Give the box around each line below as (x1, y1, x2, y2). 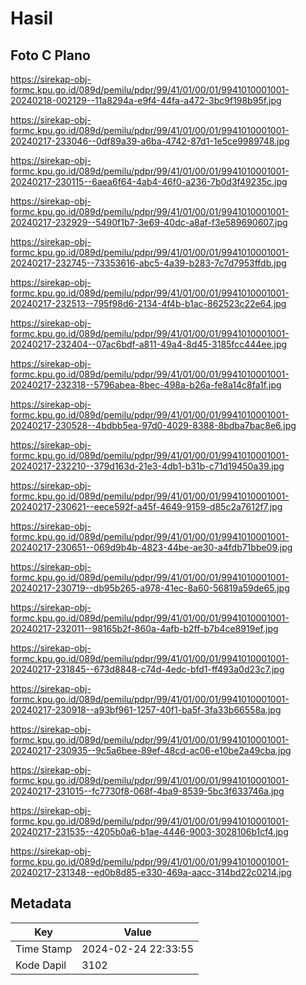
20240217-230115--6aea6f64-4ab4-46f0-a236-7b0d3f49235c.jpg (10, 176, 288, 187)
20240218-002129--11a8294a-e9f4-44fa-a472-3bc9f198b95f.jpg (10, 95, 282, 106)
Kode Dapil (15, 958, 67, 972)
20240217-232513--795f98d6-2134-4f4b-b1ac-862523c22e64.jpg (10, 298, 287, 309)
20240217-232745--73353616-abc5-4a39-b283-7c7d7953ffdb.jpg (10, 257, 287, 269)
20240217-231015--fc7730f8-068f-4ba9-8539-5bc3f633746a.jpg (10, 785, 285, 797)
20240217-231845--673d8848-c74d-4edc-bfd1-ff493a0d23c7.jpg (10, 663, 285, 675)
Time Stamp (15, 942, 73, 956)
